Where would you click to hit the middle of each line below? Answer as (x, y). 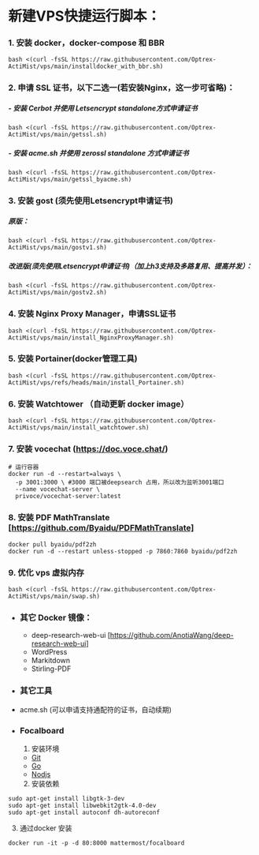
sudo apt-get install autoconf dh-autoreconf (84, 812)
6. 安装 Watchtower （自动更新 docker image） (98, 403)
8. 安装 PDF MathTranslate (59, 518)
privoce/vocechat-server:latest (68, 497)
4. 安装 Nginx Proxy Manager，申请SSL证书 (92, 314)
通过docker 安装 (46, 828)
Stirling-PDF (51, 669)
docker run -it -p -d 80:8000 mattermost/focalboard (96, 843)
